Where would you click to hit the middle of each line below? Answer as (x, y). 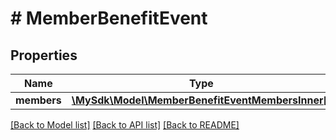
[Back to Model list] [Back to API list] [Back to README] (125, 125)
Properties (44, 55)
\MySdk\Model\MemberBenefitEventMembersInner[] (201, 100)
